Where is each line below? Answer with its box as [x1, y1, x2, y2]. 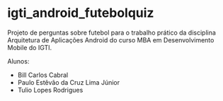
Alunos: [7, 57, 30, 65]
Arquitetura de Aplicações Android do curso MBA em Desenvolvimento [7, 35, 215, 44]
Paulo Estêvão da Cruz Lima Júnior [17, 78, 120, 86]
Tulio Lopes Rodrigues [17, 85, 84, 94]
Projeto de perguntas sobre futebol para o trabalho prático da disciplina [7, 28, 216, 37]
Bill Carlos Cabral [17, 71, 69, 79]
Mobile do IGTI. [7, 43, 52, 52]
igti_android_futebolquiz [7, 5, 154, 21]
